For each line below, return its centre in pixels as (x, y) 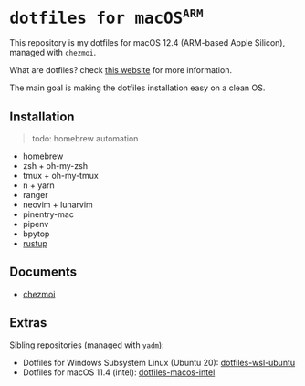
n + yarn (38, 185)
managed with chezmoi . (53, 53)
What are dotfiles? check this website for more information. (121, 70)
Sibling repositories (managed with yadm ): (87, 345)
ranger (35, 195)
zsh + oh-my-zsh (55, 166)
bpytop (36, 234)
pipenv (36, 224)
